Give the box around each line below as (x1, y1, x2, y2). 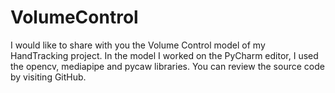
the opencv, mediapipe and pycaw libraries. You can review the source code (10, 60, 325, 72)
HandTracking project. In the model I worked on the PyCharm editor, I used (10, 49, 319, 61)
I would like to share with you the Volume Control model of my (10, 39, 266, 51)
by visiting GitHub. (10, 71, 87, 83)
